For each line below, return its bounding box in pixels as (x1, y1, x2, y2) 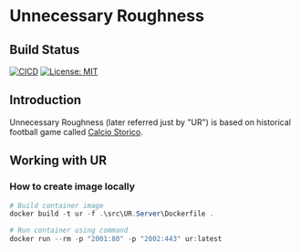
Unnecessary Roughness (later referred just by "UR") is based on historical (9, 116, 292, 128)
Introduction (9, 92, 82, 108)
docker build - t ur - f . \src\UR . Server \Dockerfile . (9, 209, 214, 219)
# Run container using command (9, 226, 129, 236)
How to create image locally (9, 180, 135, 193)
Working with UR (9, 152, 108, 169)
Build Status (9, 42, 80, 58)
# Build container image (9, 201, 104, 210)
